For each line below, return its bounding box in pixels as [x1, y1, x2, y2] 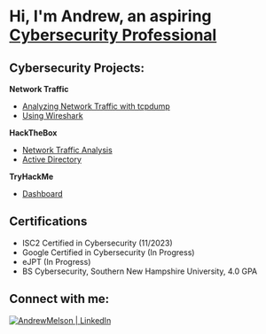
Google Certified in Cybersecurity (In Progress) [21, 246, 195, 258]
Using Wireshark [21, 111, 83, 120]
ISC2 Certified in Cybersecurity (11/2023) [21, 237, 173, 248]
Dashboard [21, 189, 64, 198]
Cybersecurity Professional [9, 25, 217, 45]
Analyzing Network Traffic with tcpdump [21, 101, 170, 112]
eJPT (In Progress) [21, 256, 91, 267]
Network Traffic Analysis [21, 144, 113, 155]
